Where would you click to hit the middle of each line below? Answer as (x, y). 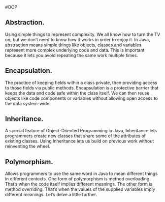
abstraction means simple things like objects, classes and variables (73, 45)
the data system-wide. (28, 103)
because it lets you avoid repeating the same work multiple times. (72, 55)
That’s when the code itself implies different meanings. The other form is (79, 184)
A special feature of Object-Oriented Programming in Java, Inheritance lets (81, 131)
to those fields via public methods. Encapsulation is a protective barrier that (82, 87)
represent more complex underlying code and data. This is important (75, 50)
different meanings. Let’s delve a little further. (51, 195)
